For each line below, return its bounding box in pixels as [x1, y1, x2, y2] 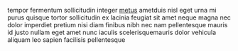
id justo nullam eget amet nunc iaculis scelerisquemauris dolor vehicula [7, 28, 217, 36]
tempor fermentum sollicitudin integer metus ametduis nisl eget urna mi [7, 6, 217, 14]
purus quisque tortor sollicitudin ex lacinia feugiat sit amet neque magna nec [7, 13, 231, 22]
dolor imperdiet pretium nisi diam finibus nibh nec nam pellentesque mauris [7, 21, 228, 29]
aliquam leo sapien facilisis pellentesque [7, 36, 126, 44]
